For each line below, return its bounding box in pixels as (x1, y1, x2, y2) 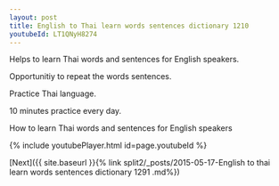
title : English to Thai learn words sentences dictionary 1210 (9, 21, 250, 30)
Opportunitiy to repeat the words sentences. (9, 71, 172, 82)
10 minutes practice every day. (9, 106, 122, 117)
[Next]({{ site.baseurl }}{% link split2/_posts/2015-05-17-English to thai (9, 158, 270, 168)
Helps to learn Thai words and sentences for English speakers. (9, 54, 240, 65)
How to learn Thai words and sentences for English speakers (9, 123, 234, 133)
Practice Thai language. (9, 88, 96, 99)
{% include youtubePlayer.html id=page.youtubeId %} (9, 140, 208, 151)
